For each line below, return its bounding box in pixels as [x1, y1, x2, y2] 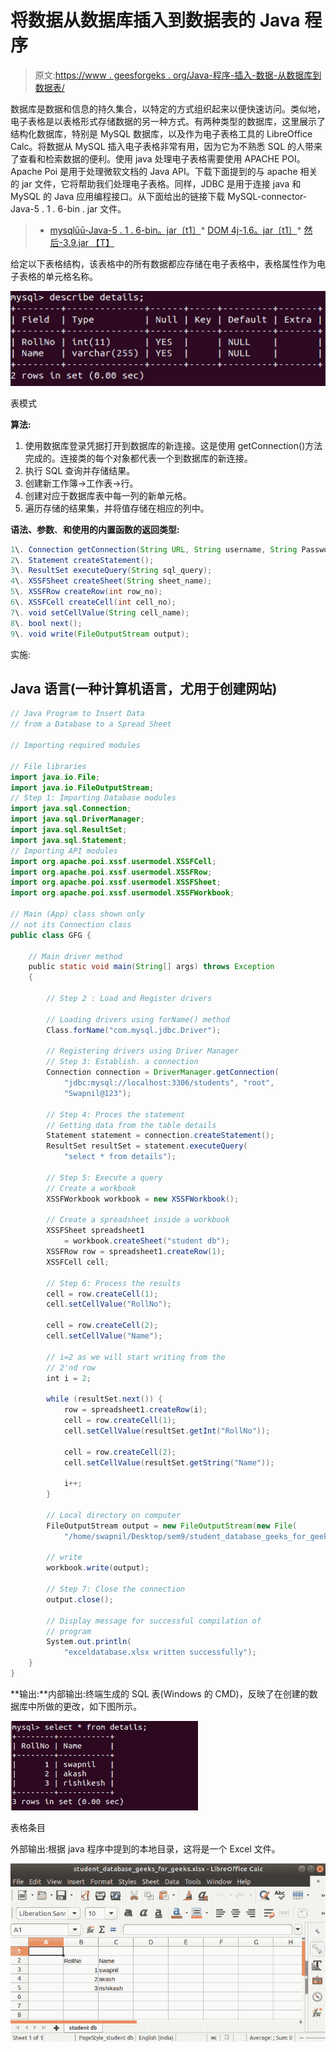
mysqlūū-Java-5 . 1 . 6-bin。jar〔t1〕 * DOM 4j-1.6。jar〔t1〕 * [49, 224, 302, 236]
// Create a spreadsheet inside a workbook [46, 1215, 230, 1225]
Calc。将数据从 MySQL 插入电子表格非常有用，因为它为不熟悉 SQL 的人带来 [10, 140, 323, 152]
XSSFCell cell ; [46, 1257, 110, 1267]
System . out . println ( [46, 1637, 132, 1647]
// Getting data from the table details [46, 1120, 217, 1130]
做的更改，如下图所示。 [44, 1700, 142, 1712]
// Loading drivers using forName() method [46, 1014, 230, 1025]
